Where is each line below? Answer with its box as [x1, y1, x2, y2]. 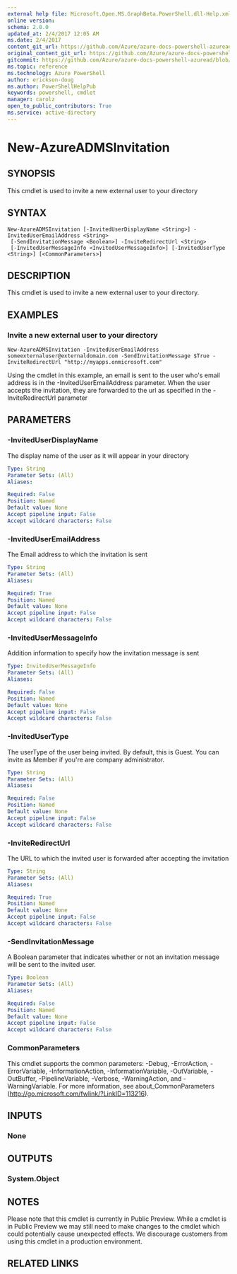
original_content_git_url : [7, 50, 87, 57]
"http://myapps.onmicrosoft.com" [63, 359, 162, 366]
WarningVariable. [7, 1081, 58, 1090]
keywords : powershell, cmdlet [7, 89, 97, 96]
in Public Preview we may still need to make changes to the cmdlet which [7, 1222, 220, 1230]
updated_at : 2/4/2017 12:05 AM [7, 30, 99, 38]
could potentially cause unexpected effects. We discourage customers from [7, 1229, 228, 1238]
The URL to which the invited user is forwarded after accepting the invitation [7, 854, 229, 862]
